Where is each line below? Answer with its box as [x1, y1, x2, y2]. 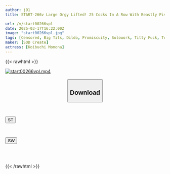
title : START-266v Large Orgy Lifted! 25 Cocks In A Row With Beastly [5, 12, 157, 17]
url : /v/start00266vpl [5, 21, 53, 26]
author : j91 [5, 7, 30, 13]
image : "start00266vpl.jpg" [5, 31, 65, 36]
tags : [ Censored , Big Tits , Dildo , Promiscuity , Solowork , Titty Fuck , [5, 35, 159, 40]
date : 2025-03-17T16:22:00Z [5, 26, 65, 31]
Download [70, 89, 100, 96]
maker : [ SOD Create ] [5, 40, 49, 45]
